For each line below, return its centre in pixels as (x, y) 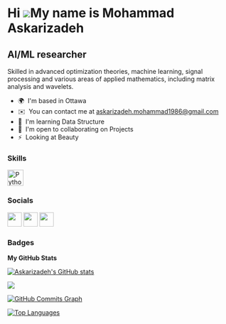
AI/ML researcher (47, 54)
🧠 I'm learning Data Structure (61, 121)
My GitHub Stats (32, 258)
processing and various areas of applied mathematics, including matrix (111, 79)
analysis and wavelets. (41, 86)
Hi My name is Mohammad (91, 13)
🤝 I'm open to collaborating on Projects (75, 129)
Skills (17, 158)
